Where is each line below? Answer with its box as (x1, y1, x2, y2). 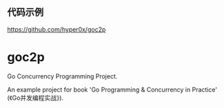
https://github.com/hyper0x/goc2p (7, 25, 106, 33)
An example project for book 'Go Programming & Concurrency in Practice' (7, 85, 218, 94)
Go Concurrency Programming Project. (7, 72, 118, 80)
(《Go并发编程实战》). (7, 94, 64, 102)
